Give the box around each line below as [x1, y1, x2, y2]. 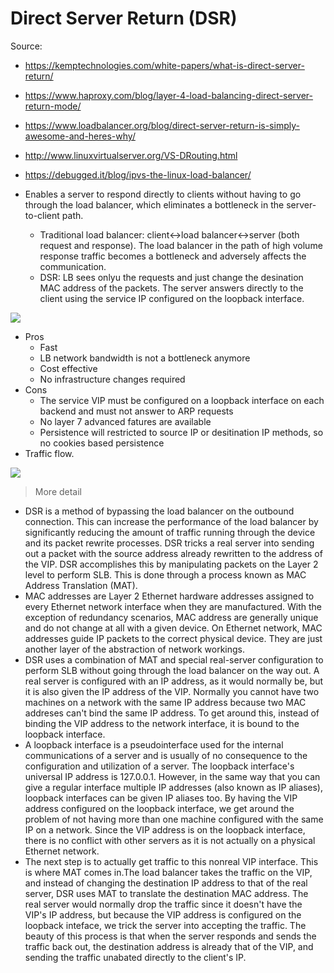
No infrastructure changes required [39, 373, 186, 385]
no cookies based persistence [39, 437, 165, 449]
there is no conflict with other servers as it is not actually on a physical [24, 834, 316, 846]
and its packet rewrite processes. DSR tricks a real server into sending [24, 537, 315, 549]
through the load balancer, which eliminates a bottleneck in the [24, 198, 285, 211]
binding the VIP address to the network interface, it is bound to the [24, 717, 300, 729]
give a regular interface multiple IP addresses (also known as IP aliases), [24, 781, 324, 793]
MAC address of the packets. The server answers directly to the [39, 282, 304, 294]
